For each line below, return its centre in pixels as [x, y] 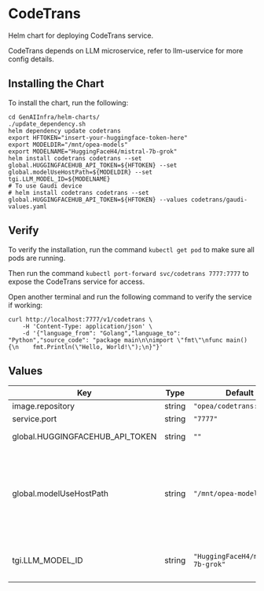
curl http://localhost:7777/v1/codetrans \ [81, 319]
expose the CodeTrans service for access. [77, 281]
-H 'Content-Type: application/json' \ [88, 326]
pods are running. [37, 258]
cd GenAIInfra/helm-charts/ [54, 117]
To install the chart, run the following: [68, 102]
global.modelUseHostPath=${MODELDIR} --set [81, 172]
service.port [35, 419]
